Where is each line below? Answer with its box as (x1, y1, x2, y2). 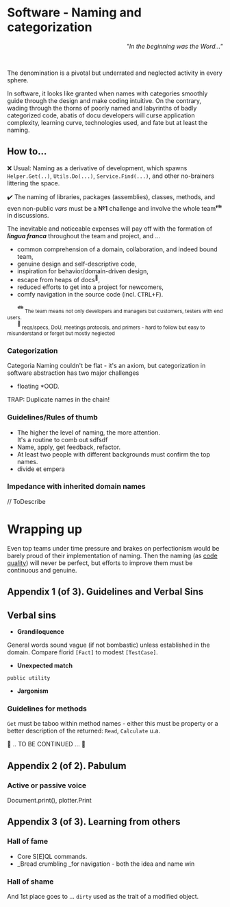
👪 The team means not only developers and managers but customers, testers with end (16, 304, 223, 315)
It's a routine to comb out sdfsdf (16, 435, 108, 444)
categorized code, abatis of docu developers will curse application (7, 111, 195, 119)
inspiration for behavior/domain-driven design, (16, 267, 149, 275)
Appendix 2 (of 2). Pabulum (7, 760, 127, 772)
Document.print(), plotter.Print (7, 796, 92, 804)
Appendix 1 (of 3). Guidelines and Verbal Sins (7, 586, 204, 598)
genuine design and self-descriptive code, (16, 260, 137, 268)
